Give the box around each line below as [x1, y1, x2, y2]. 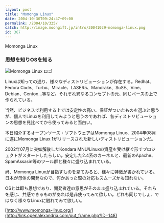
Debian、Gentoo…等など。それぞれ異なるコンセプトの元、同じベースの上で [5, 91, 158, 97]
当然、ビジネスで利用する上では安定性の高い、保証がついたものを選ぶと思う [5, 107, 160, 113]
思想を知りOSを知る [5, 56, 53, 63]
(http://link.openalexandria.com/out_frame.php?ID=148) [5, 213, 117, 219]
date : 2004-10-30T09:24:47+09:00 [5, 16, 73, 21]
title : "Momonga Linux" [5, 12, 54, 17]
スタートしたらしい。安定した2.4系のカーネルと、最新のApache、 [22, 152, 156, 159]
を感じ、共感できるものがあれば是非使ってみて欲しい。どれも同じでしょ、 [5, 191, 155, 198]
